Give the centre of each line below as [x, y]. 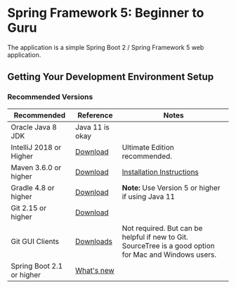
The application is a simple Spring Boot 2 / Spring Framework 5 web [106, 47]
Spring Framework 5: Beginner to [106, 13]
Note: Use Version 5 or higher [171, 188]
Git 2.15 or [29, 207]
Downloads [94, 241]
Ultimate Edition [148, 147]
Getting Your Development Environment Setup [111, 77]
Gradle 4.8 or [33, 188]
